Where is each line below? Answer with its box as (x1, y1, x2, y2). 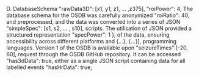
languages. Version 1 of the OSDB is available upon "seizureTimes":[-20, (6, 44, 188, 51)
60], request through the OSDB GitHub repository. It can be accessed (6, 51, 181, 57)
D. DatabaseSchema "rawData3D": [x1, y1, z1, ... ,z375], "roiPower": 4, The (6, 5, 194, 12)
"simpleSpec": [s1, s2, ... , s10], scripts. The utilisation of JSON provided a (6, 24, 192, 32)
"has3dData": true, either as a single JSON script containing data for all (6, 57, 186, 64)
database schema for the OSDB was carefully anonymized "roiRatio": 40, (6, 12, 190, 19)
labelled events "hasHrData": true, (6, 64, 93, 71)
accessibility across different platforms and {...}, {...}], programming (6, 38, 177, 45)
